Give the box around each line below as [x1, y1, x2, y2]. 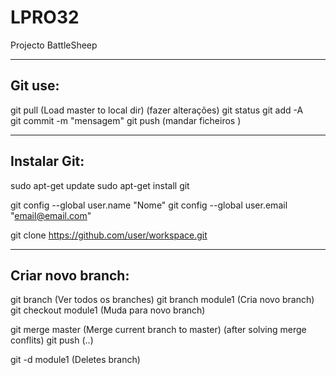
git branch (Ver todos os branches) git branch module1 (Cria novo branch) [10, 294, 315, 306]
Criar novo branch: [10, 267, 130, 284]
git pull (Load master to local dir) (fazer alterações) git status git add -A [10, 104, 304, 116]
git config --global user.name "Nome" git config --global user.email [10, 199, 288, 211]
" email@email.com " [10, 209, 92, 221]
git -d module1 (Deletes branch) [10, 354, 141, 366]
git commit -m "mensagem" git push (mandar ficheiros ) [10, 114, 242, 126]
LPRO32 [10, 6, 80, 29]
